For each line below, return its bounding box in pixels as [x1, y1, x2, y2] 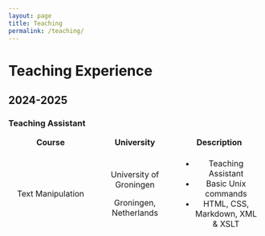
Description [196, 137, 243, 148]
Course [35, 137, 66, 148]
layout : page [8, 11, 52, 20]
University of [111, 169, 159, 180]
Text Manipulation [17, 188, 84, 200]
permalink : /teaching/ [8, 27, 84, 35]
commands [204, 188, 247, 200]
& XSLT [212, 218, 240, 230]
